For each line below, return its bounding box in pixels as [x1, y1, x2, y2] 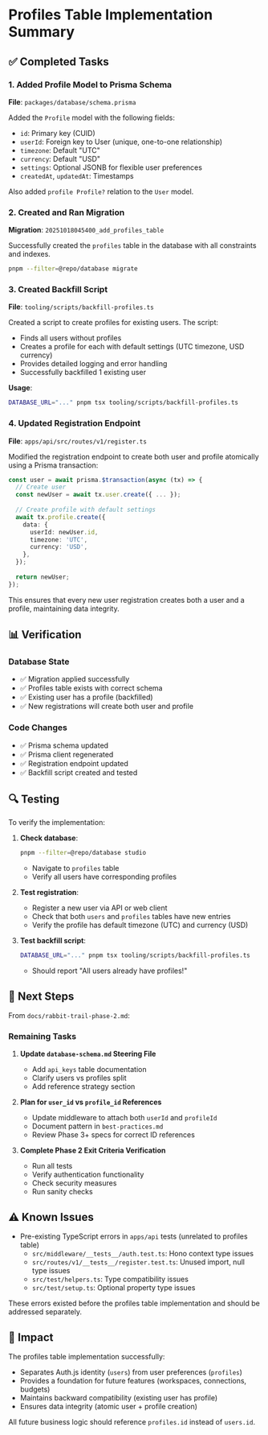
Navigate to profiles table [31, 864, 120, 873]
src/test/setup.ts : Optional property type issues [31, 1283, 196, 1293]
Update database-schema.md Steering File [19, 1049, 156, 1059]
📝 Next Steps [8, 989, 75, 1003]
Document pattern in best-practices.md [31, 1121, 164, 1132]
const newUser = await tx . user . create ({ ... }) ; [15, 491, 181, 499]
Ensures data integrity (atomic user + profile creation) [19, 1401, 198, 1411]
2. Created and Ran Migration [8, 207, 125, 218]
